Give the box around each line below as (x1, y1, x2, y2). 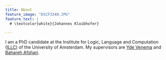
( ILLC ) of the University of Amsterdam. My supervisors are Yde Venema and (5, 44, 162, 50)
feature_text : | (5, 16, 39, 21)
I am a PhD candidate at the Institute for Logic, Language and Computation (5, 39, 159, 45)
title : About (5, 7, 32, 12)
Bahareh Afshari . (5, 50, 40, 56)
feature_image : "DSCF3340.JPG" (5, 12, 70, 17)
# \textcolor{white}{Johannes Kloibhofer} (9, 21, 99, 26)
